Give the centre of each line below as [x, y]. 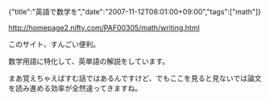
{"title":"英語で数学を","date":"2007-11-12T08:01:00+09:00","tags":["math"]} [135, 12]
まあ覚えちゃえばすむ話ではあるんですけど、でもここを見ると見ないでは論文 [135, 78]
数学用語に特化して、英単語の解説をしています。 [89, 61]
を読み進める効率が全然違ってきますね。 [75, 88]
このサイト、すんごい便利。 [54, 44]
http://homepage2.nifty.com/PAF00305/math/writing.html [104, 28]
